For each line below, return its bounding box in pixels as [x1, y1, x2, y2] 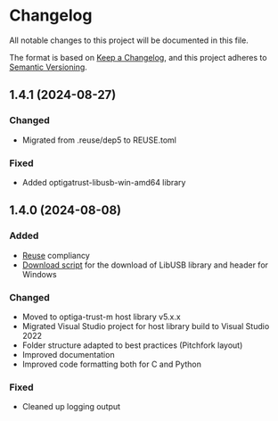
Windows [21, 268, 57, 279]
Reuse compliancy [21, 250, 91, 260]
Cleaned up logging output [21, 401, 121, 412]
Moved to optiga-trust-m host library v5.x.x [21, 311, 181, 322]
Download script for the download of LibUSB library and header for [21, 260, 269, 270]
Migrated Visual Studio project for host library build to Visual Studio [21, 320, 270, 331]
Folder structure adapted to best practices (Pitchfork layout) [21, 340, 243, 351]
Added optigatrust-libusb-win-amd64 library [21, 177, 186, 187]
